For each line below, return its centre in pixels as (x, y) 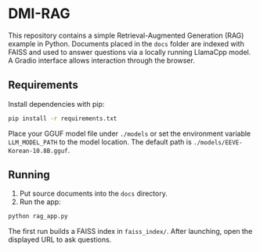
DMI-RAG (39, 14)
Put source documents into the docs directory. (94, 194)
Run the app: (40, 202)
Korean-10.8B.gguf (38, 151)
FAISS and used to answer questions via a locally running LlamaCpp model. (130, 52)
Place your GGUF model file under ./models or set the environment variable (130, 133)
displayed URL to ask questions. (60, 239)
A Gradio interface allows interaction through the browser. (102, 60)
